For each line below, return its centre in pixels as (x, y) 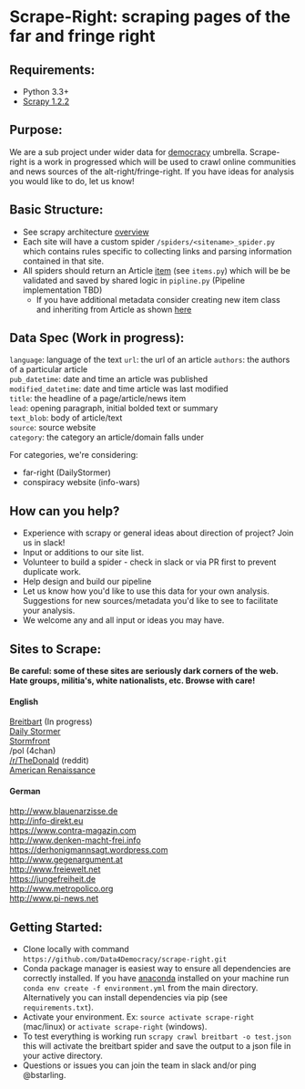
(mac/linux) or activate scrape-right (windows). (115, 1027)
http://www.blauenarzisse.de (64, 811)
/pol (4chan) (33, 751)
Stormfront (30, 742)
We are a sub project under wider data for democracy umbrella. (128, 151)
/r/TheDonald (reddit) (49, 761)
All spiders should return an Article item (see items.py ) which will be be (157, 270)
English (24, 701)
